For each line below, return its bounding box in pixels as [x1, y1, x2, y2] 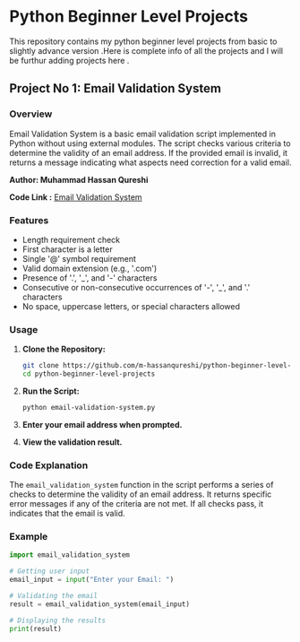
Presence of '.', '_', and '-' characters [21, 272, 158, 283]
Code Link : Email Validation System [9, 191, 142, 203]
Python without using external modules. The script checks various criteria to [9, 137, 291, 149]
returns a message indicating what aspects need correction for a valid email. [9, 157, 292, 168]
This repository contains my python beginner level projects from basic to [9, 36, 278, 47]
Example [9, 531, 48, 543]
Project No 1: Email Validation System [9, 81, 222, 96]
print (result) [9, 624, 63, 633]
